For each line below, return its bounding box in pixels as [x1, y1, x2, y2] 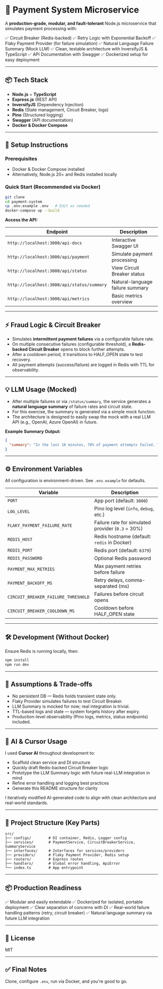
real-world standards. [5, 800, 49, 806]
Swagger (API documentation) [12, 117, 74, 123]
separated [94, 583, 117, 590]
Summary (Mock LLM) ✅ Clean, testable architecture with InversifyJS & [5, 46, 148, 51]
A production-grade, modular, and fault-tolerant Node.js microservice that [5, 20, 157, 26]
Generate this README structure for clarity [12, 785, 98, 791]
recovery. [12, 357, 32, 363]
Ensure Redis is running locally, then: [5, 649, 79, 654]
